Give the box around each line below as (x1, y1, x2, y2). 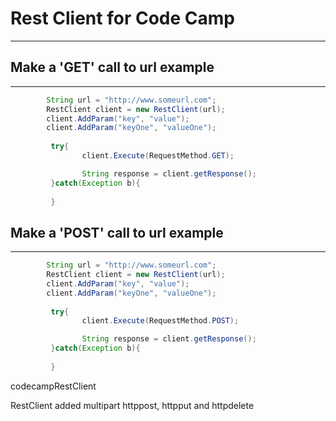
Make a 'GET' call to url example (10, 59, 215, 76)
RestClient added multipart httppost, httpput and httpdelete (10, 399, 255, 411)
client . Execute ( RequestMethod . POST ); (81, 316, 240, 326)
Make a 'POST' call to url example (10, 224, 224, 241)
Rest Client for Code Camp (10, 7, 235, 30)
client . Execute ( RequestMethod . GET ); (81, 151, 235, 161)
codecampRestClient (10, 380, 97, 392)
